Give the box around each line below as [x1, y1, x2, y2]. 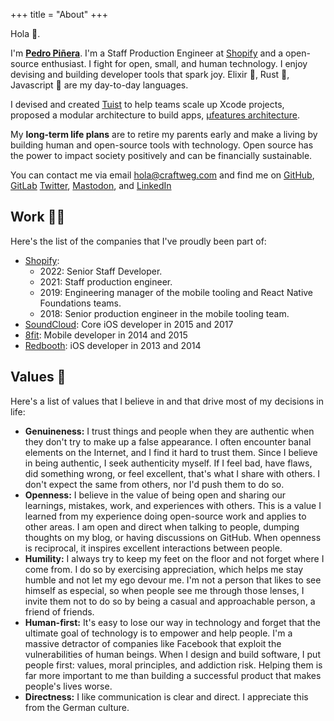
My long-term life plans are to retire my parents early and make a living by [10, 129, 318, 140]
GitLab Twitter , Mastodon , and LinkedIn [10, 180, 172, 191]
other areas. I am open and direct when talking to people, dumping [24, 520, 300, 533]
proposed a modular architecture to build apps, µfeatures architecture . [10, 109, 301, 121]
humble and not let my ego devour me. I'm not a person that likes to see [24, 574, 322, 586]
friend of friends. [24, 605, 95, 618]
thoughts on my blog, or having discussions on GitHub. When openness [24, 531, 322, 543]
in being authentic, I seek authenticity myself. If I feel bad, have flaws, [24, 457, 313, 469]
